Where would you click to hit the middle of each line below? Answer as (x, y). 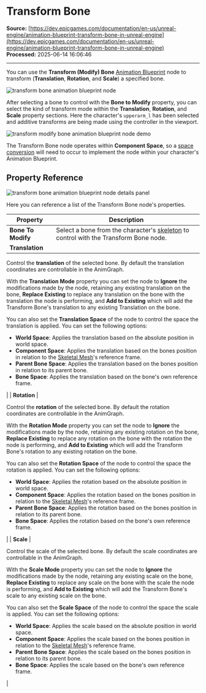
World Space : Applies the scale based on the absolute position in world (106, 626)
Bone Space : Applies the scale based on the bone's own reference (100, 665)
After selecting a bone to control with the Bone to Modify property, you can (102, 102)
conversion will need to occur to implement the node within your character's (103, 152)
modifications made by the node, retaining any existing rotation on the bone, (103, 432)
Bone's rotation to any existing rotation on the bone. (72, 451)
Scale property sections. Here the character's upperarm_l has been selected (103, 115)
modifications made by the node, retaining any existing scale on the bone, (100, 576)
